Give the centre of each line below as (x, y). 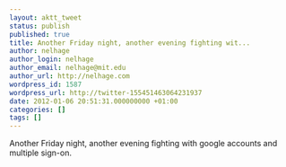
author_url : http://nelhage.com (69, 76)
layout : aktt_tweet (46, 18)
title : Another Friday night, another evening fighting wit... (130, 43)
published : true (39, 34)
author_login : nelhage (52, 59)
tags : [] (26, 118)
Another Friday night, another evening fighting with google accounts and (143, 144)
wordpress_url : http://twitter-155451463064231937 (106, 92)
